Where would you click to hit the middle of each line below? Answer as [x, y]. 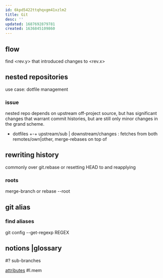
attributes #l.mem [23, 270]
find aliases [20, 221]
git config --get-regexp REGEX [37, 232]
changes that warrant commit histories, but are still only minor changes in [82, 119]
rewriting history [32, 155]
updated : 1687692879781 [30, 24]
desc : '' [14, 19]
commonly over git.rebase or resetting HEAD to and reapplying [71, 167]
